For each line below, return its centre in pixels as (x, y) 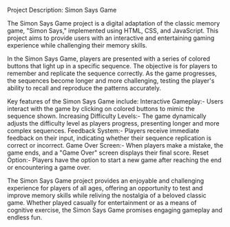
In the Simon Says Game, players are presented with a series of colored (109, 59)
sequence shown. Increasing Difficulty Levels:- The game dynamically (107, 116)
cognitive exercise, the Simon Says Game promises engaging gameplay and (115, 210)
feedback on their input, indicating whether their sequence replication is (109, 138)
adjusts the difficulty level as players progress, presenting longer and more (113, 123)
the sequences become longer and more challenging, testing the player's (111, 81)
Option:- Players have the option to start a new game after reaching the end (114, 160)
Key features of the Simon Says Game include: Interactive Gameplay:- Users (115, 101)
